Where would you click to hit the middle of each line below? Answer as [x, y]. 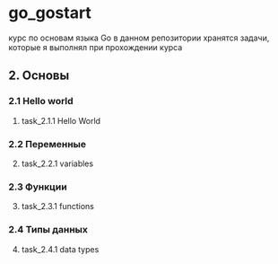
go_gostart [50, 13]
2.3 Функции [38, 187]
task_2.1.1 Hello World [61, 120]
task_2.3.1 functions [58, 207]
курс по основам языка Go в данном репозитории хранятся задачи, [139, 38]
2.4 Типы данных [48, 230]
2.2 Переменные [48, 144]
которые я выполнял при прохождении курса [96, 47]
